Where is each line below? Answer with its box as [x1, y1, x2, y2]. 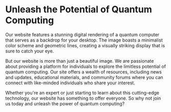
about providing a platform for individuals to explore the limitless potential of [5, 63, 166, 69]
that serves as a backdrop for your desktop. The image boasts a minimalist [5, 37, 163, 43]
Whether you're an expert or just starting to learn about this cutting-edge [5, 89, 160, 96]
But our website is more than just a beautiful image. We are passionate [5, 58, 154, 64]
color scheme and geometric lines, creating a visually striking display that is [5, 42, 165, 48]
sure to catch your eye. [5, 48, 54, 54]
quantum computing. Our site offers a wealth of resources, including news [5, 68, 162, 75]
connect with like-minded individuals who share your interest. [5, 80, 136, 86]
